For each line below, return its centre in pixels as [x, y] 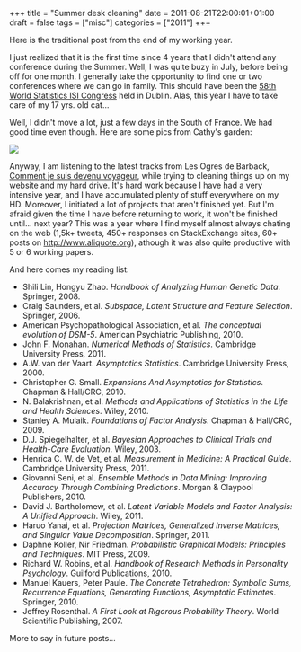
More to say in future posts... [63, 638]
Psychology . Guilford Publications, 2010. [97, 573]
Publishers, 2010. [54, 497]
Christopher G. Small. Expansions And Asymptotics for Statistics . [142, 382]
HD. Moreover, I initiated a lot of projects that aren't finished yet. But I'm [142, 204]
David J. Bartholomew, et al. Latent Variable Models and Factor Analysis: [157, 506]
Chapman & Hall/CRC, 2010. [74, 392]
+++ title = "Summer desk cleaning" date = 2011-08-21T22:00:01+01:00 [142, 13]
